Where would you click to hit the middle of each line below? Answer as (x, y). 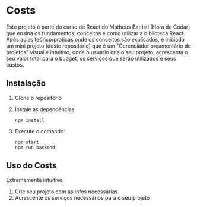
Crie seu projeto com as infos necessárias (66, 192)
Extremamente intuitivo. (35, 180)
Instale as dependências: (45, 109)
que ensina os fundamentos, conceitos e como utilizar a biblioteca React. (96, 33)
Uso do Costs (31, 166)
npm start (27, 142)
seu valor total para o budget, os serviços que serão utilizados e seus (91, 58)
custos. (15, 65)
